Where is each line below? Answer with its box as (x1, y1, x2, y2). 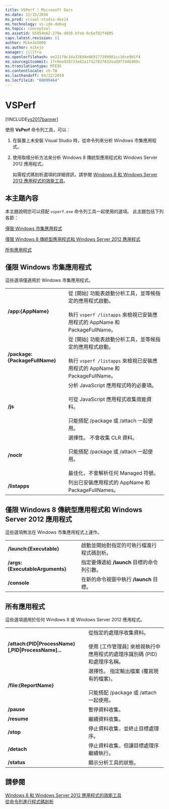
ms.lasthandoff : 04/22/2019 (5, 73, 64, 78)
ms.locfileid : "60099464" (5, 78, 59, 83)
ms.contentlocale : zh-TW (5, 69, 57, 74)
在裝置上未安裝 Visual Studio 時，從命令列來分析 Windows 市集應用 (12, 137, 152, 143)
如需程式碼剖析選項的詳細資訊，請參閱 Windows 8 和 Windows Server (12, 171, 157, 177)
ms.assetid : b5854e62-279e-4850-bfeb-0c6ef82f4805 (5, 31, 114, 36)
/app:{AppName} (8, 308, 49, 315)
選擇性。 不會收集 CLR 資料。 (68, 435, 138, 442)
